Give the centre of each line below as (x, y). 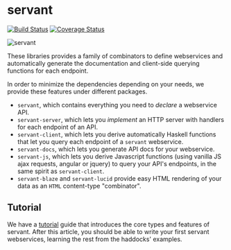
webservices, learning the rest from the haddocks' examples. (95, 239)
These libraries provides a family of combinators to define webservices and (115, 56)
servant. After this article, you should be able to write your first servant (108, 231)
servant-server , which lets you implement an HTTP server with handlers (120, 119)
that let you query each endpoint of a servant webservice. (100, 141)
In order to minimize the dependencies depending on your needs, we (106, 84)
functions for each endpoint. (48, 71)
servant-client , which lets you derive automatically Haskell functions (117, 134)
